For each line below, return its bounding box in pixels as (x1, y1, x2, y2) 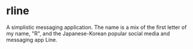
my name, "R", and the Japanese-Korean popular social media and (6, 30, 170, 37)
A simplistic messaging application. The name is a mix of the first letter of (6, 24, 187, 31)
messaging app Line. (6, 36, 58, 43)
